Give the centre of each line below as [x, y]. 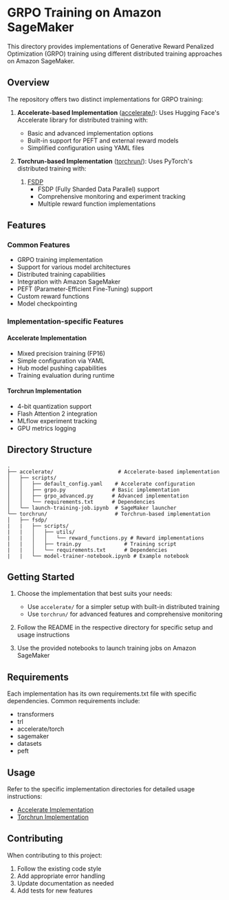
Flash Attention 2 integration [57, 414]
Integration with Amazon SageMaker [69, 282]
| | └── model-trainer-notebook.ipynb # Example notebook [98, 556]
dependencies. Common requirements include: [74, 701]
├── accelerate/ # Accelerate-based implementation [113, 472]
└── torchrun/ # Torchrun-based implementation [109, 514]
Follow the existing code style [59, 868]
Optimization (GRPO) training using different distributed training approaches [115, 54]
